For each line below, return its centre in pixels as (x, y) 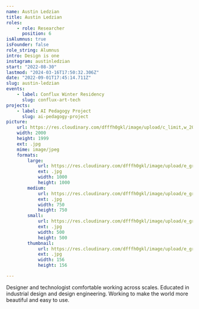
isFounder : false (28, 45)
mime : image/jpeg (38, 149)
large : (36, 161)
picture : (17, 122)
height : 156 (52, 265)
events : (16, 89)
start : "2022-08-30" (32, 67)
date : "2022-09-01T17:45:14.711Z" (49, 78)
